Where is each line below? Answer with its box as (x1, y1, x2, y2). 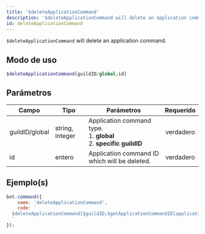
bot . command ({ (6, 194, 43, 200)
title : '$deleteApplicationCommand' (6, 9, 99, 15)
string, (54, 123, 74, 132)
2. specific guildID (88, 139, 143, 147)
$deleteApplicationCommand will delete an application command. (6, 37, 167, 45)
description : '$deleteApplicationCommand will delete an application (6, 15, 187, 21)
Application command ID (88, 149, 159, 158)
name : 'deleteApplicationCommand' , (17, 199, 108, 205)
